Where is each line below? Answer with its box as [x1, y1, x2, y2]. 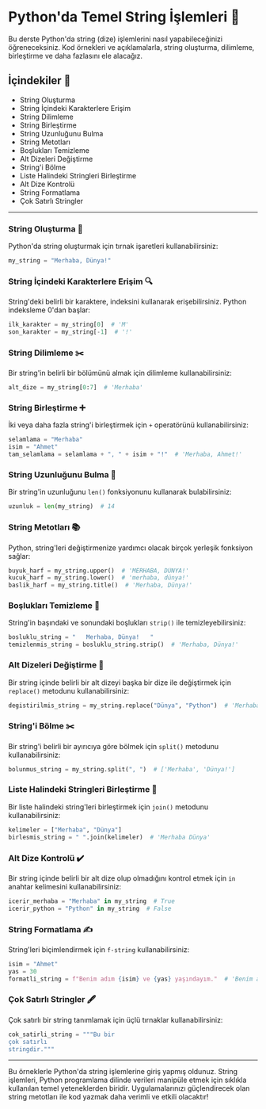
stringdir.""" [8, 1045, 55, 1054]
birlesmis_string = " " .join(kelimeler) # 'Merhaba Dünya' [8, 833, 211, 841]
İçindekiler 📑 [8, 74, 71, 87]
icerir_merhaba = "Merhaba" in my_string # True [8, 897, 176, 905]
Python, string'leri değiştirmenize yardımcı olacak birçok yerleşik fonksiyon [8, 543, 253, 553]
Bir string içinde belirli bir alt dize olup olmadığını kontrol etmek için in [8, 873, 236, 883]
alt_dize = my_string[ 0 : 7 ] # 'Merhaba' [8, 384, 144, 392]
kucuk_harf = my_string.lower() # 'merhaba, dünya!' [8, 574, 190, 582]
